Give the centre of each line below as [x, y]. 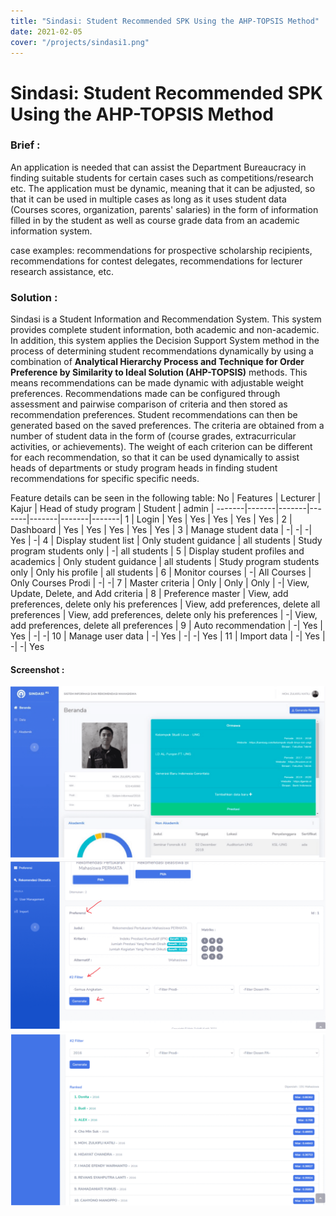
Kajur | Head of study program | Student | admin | [112, 509]
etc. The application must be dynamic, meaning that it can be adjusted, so [163, 188]
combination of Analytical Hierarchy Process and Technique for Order [157, 362]
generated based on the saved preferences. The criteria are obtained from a [167, 426]
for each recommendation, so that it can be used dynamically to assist [155, 457]
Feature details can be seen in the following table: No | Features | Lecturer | [166, 498]
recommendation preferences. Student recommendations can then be [154, 415]
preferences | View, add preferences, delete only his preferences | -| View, [164, 615]
